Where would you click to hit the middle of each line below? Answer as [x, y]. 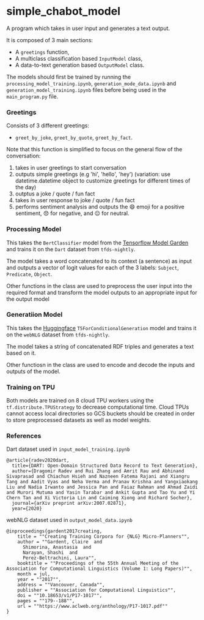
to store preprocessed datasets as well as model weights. [79, 420]
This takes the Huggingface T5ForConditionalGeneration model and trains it [101, 328]
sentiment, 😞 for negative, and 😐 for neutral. [72, 213]
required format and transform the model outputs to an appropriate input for [102, 292]
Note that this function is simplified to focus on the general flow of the [94, 149]
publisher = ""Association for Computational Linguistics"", [97, 590]
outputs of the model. [34, 371]
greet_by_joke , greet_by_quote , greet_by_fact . [74, 138]
